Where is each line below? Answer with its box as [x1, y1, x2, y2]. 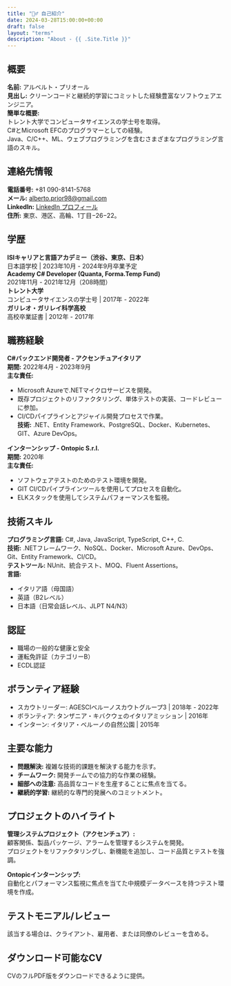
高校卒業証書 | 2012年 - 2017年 [7, 312, 94, 320]
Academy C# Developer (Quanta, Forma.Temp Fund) [7, 269, 161, 277]
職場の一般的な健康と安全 [17, 644, 90, 652]
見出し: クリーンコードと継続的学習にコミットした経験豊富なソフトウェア [7, 91, 216, 100]
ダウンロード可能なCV [7, 952, 103, 964]
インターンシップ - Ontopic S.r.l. [7, 444, 100, 453]
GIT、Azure [17, 430, 50, 438]
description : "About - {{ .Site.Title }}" [7, 36, 131, 43]
